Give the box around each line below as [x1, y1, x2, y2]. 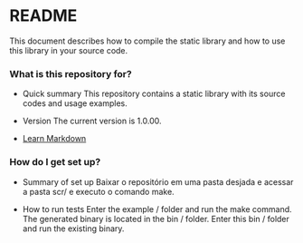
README [9, 5, 78, 26]
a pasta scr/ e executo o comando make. [22, 186, 175, 197]
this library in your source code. [9, 44, 128, 55]
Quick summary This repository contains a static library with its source [22, 88, 286, 100]
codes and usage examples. [22, 98, 128, 109]
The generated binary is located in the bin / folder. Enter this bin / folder [22, 213, 289, 224]
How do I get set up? [9, 156, 101, 169]
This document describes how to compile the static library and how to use [9, 35, 286, 46]
